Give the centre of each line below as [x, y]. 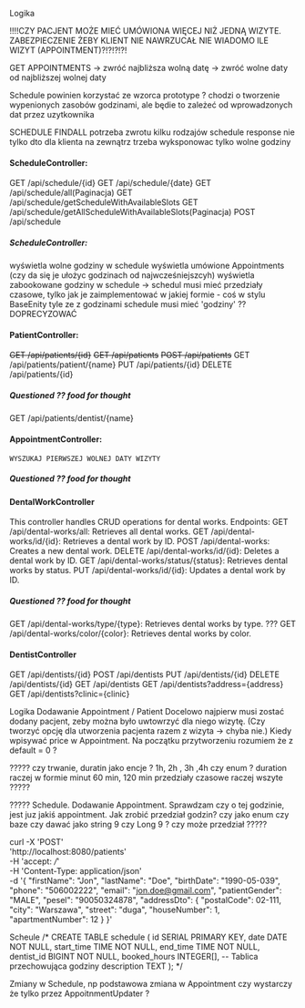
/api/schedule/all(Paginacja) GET [71, 193]
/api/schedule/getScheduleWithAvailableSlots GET [104, 202]
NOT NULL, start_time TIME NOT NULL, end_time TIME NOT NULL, [135, 947]
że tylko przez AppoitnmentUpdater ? [80, 993]
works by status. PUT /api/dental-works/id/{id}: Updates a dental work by [147, 571]
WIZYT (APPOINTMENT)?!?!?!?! [68, 50]
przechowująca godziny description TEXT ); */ [97, 966]
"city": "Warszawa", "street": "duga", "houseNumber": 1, [115, 910]
